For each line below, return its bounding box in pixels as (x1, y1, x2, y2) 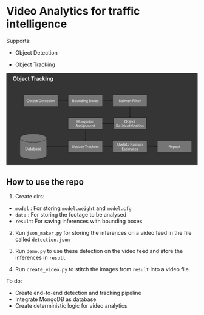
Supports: (6, 37, 32, 44)
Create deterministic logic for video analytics (15, 302, 127, 310)
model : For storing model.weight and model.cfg (15, 205, 132, 212)
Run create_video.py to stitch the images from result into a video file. (15, 266, 191, 273)
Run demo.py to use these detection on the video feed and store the (15, 248, 183, 255)
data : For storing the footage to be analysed (15, 211, 127, 218)
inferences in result (15, 254, 66, 262)
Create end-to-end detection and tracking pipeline (15, 290, 141, 297)
